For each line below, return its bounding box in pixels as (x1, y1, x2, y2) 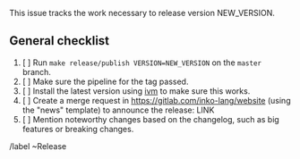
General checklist (9, 33, 110, 48)
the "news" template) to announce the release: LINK (21, 105, 215, 115)
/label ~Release (9, 140, 67, 151)
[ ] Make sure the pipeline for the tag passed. (21, 76, 189, 87)
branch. (21, 66, 52, 77)
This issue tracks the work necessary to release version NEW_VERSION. (9, 8, 276, 18)
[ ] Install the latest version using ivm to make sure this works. (21, 85, 251, 96)
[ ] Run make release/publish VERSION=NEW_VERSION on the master (21, 57, 262, 68)
